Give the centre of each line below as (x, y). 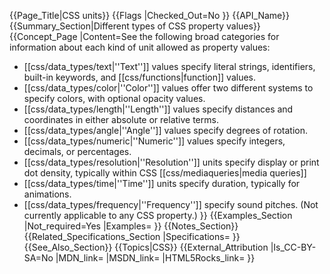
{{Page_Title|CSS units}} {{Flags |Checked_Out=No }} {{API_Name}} (150, 15)
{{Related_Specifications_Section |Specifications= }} (132, 236)
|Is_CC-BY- (293, 247)
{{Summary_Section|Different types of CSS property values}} (135, 26)
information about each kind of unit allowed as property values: (140, 47)
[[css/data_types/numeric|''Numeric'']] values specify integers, (154, 141)
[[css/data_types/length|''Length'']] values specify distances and (158, 109)
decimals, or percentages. (77, 151)
